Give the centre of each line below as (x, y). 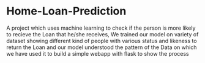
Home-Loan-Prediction (66, 11)
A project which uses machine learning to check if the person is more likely (101, 28)
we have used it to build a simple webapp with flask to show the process (98, 53)
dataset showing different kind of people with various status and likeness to (102, 41)
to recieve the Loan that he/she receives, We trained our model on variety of (102, 34)
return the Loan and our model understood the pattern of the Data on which (102, 47)
